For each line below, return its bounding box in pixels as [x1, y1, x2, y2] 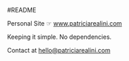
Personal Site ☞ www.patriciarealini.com [7, 19, 122, 27]
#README [7, 6, 37, 14]
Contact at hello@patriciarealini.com [7, 46, 110, 54]
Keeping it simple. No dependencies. [7, 33, 112, 41]
